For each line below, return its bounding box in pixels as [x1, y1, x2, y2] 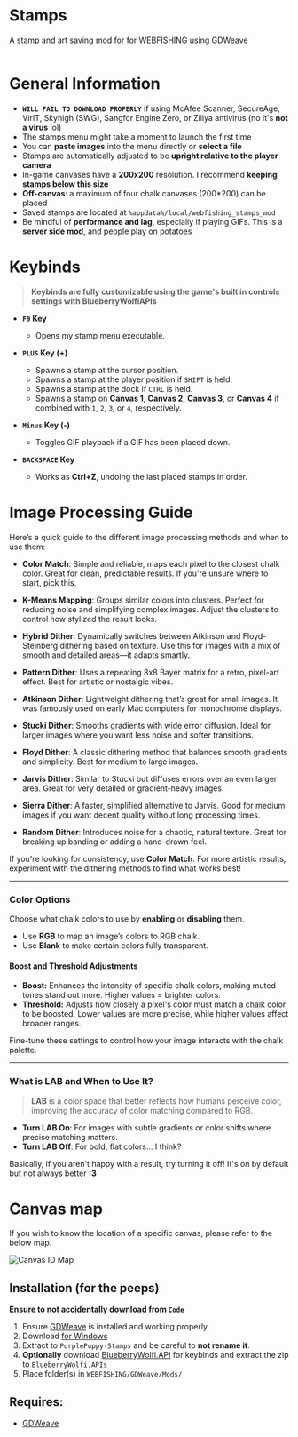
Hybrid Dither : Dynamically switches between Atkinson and [21, 630, 241, 641]
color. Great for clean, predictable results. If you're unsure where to [21, 568, 269, 579]
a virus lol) [21, 122, 62, 132]
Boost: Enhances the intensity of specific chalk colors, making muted [21, 980, 277, 991]
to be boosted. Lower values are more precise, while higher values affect [21, 1009, 289, 1019]
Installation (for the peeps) [9, 1281, 160, 1296]
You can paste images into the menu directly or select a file [21, 140, 242, 151]
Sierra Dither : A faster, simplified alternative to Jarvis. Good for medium [21, 800, 286, 810]
